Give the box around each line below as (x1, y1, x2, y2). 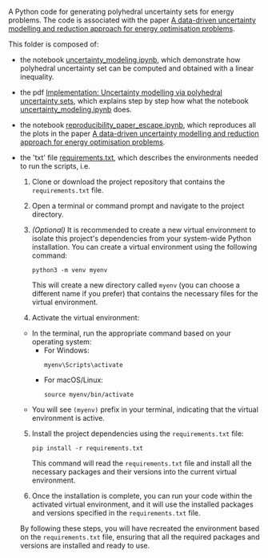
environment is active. (31, 413, 106, 422)
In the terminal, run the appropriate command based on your (31, 328, 232, 338)
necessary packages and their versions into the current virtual (31, 467, 238, 476)
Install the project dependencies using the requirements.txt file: (31, 429, 244, 438)
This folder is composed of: (8, 39, 99, 49)
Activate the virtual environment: (31, 313, 140, 322)
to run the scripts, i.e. (19, 161, 90, 171)
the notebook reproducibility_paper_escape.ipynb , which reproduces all (19, 120, 256, 129)
